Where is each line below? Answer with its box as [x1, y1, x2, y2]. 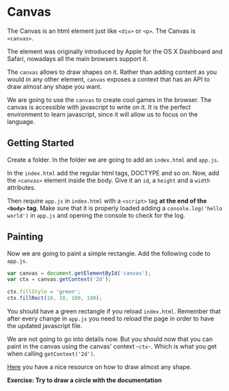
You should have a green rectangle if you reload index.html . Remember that [7, 307, 221, 316]
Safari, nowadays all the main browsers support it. [7, 54, 148, 62]
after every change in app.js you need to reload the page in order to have [7, 314, 215, 323]
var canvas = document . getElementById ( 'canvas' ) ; [7, 270, 152, 277]
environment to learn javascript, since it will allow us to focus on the [7, 110, 198, 118]
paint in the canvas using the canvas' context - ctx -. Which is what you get [7, 342, 217, 351]
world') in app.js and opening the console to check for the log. [7, 211, 186, 219]
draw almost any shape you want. [7, 82, 103, 90]
